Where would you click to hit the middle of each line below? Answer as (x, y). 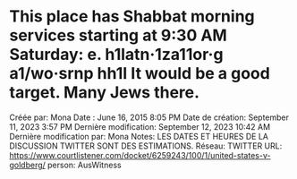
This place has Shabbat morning (132, 17)
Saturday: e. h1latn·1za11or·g (116, 55)
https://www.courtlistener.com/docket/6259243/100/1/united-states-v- (140, 155)
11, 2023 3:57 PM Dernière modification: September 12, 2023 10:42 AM (140, 126)
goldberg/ (28, 165)
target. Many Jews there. (104, 93)
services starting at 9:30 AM (119, 35)
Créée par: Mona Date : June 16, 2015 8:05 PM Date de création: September (149, 117)
